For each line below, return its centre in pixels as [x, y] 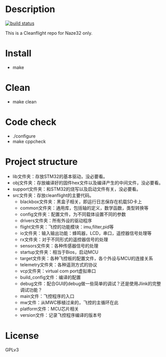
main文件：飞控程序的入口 [47, 296]
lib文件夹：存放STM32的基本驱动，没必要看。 [60, 176]
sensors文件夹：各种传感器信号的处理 [59, 246]
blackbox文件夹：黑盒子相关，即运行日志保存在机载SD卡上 [81, 201]
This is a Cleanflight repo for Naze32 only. [49, 33]
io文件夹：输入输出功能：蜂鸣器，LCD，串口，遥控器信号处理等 [86, 233]
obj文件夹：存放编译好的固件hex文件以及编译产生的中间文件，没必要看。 [88, 183]
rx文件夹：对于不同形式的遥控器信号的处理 [64, 239]
